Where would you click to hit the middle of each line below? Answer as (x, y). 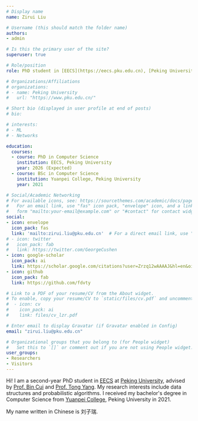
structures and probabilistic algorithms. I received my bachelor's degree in (97, 393)
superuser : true (26, 55)
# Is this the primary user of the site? (58, 49)
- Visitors (19, 364)
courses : (22, 152)
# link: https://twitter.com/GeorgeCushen (62, 250)
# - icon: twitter (29, 239)
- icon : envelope (27, 223)
